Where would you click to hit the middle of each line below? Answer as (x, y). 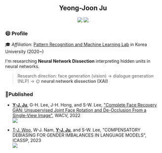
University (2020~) (24, 52)
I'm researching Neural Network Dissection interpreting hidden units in (78, 61)
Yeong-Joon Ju (83, 8)
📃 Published (19, 94)
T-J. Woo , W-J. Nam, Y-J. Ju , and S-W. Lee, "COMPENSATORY (76, 130)
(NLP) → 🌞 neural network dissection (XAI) (62, 81)
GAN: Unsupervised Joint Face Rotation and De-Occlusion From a (79, 110)
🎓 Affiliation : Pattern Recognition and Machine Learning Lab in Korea (76, 44)
